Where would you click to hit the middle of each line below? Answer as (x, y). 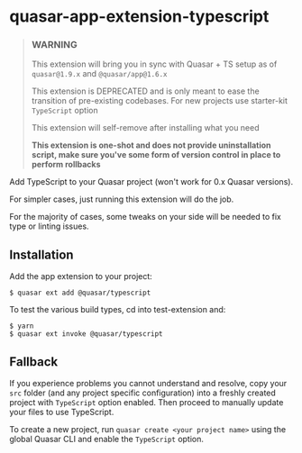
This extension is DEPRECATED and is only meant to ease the (145, 91)
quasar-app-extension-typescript (139, 17)
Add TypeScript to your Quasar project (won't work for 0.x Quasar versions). (151, 182)
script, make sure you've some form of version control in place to (156, 155)
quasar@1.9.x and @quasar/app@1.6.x (99, 74)
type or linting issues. (49, 226)
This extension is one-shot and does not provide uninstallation (151, 145)
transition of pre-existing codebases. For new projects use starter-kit (160, 101)
